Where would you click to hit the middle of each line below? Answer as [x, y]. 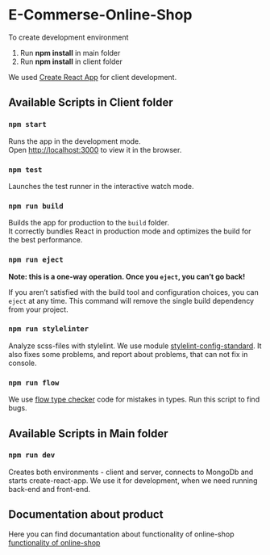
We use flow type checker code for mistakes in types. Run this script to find [134, 399]
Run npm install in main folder [70, 53]
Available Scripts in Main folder [88, 433]
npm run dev [32, 455]
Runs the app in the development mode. [75, 141]
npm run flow [34, 383]
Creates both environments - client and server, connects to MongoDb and [131, 472]
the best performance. [46, 240]
